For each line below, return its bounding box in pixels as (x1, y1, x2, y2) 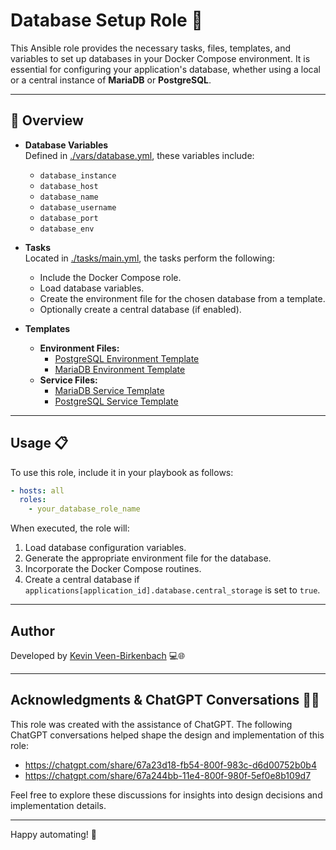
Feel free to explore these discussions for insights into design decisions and (10, 789, 323, 801)
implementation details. (10, 799, 107, 811)
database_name (39, 192, 99, 202)
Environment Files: (39, 342, 120, 354)
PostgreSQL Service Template (54, 395, 179, 407)
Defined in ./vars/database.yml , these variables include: (24, 149, 255, 161)
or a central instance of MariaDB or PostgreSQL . (10, 74, 212, 86)
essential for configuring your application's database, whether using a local (10, 63, 322, 75)
